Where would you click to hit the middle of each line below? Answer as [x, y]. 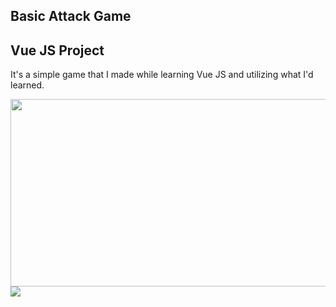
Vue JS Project [57, 50]
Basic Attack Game [71, 16]
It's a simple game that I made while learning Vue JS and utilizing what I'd [162, 75]
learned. [27, 85]
